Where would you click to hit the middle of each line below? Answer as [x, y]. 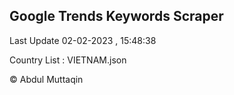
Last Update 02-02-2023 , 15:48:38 [83, 40]
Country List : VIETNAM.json [68, 60]
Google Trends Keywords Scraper [116, 16]
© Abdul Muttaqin [46, 79]
